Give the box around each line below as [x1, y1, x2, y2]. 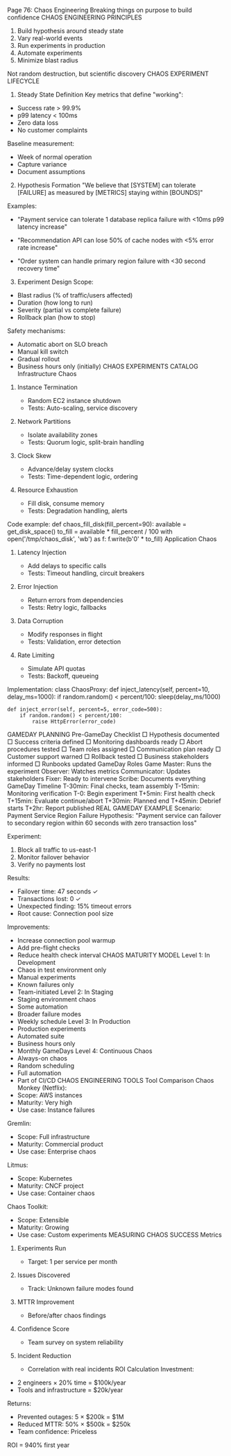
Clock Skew [17, 452, 52, 460]
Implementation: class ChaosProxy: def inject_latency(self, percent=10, [7, 685, 210, 693]
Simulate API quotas [27, 665, 85, 672]
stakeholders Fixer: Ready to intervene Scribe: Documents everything [7, 775, 206, 782]
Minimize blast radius [17, 56, 78, 65]
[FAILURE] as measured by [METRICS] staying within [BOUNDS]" [17, 189, 203, 196]
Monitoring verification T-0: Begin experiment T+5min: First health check [7, 789, 216, 797]
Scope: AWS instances [17, 1091, 83, 1099]
